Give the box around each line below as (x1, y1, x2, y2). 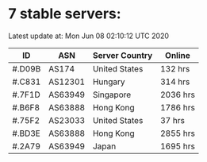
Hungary (92, 76, 125, 87)
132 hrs (159, 63, 190, 74)
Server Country (92, 49, 153, 60)
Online (165, 49, 190, 60)
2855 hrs (159, 128, 196, 139)
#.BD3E (12, 128, 41, 139)
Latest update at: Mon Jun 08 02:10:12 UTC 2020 (8, 31, 169, 40)
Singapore (92, 89, 132, 100)
